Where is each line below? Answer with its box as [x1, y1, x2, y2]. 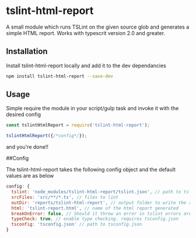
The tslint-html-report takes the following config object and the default [6, 166, 176, 173]
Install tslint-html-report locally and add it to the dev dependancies [6, 62, 166, 69]
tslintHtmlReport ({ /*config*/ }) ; [6, 133, 87, 139]
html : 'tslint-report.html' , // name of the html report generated [11, 205, 179, 211]
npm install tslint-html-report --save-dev [6, 73, 114, 79]
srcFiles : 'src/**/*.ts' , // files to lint [11, 194, 118, 200]
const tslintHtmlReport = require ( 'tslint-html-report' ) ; [6, 123, 150, 128]
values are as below [6, 172, 54, 179]
